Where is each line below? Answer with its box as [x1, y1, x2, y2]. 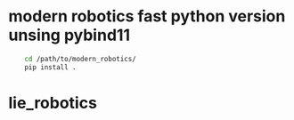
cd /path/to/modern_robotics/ [24, 54, 137, 63]
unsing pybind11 [8, 25, 131, 45]
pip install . [24, 62, 77, 72]
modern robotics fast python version [8, 6, 286, 27]
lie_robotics [8, 92, 97, 113]
